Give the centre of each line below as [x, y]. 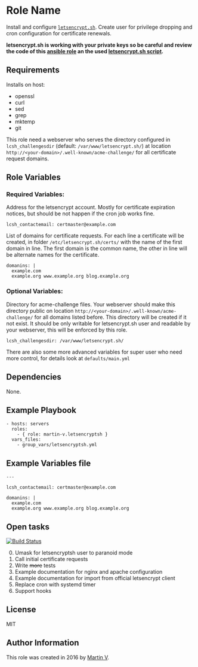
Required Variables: [35, 194]
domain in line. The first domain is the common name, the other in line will [97, 248]
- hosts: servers [28, 424]
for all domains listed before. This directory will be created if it [110, 317]
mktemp [25, 121]
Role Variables [33, 177]
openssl [24, 96]
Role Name [33, 10]
